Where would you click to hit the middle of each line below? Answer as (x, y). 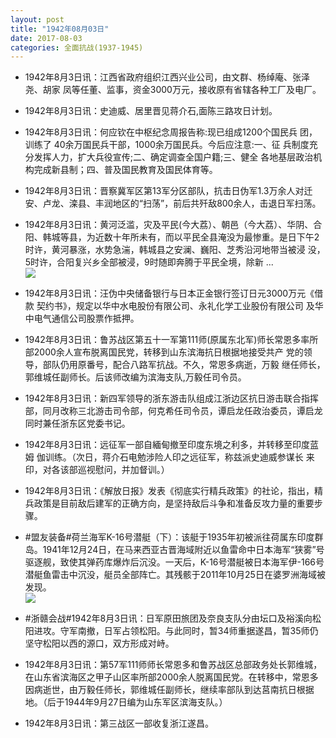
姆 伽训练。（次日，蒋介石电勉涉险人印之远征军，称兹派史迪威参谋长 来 (169, 457)
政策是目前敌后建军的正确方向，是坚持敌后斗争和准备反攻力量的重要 (174, 503)
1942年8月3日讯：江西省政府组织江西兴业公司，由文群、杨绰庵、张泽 (167, 77)
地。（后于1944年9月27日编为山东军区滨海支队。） (126, 702)
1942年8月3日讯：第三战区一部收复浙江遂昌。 (119, 723)
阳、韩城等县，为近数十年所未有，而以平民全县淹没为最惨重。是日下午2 (172, 237)
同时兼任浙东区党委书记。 (77, 423)
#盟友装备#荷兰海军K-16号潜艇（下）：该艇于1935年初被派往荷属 (156, 537)
